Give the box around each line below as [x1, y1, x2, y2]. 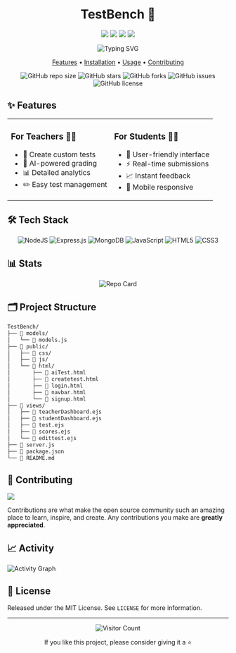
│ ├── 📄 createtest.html [7, 376, 99, 383]
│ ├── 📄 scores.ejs [7, 428, 71, 436]
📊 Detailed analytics [22, 167, 91, 177]
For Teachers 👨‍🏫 [11, 130, 77, 142]
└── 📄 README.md [7, 454, 55, 461]
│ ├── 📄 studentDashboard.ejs [7, 415, 102, 422]
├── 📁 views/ [7, 402, 46, 409]
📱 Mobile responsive [126, 182, 194, 192]
